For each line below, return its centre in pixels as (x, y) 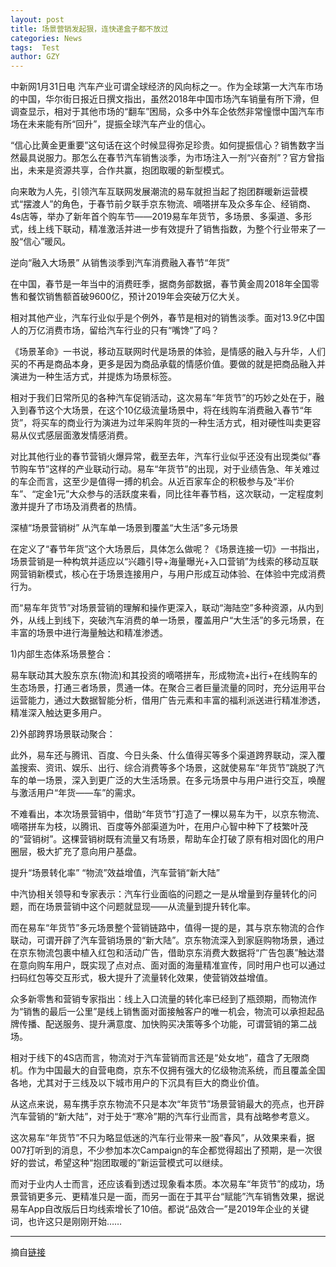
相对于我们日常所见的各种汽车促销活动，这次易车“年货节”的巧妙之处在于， (163, 398)
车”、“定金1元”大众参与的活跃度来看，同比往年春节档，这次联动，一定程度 (162, 494)
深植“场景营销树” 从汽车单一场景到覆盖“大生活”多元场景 (124, 528)
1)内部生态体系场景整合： (62, 654)
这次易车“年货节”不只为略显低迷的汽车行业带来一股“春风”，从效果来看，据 (162, 1138)
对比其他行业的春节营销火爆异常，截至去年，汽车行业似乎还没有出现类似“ (161, 457)
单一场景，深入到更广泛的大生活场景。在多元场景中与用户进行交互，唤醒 (176, 780)
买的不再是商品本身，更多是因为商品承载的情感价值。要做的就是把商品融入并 (168, 364)
